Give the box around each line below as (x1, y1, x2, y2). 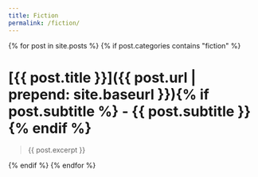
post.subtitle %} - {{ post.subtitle (8, 102, 235, 120)
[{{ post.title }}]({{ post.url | (8, 68, 197, 87)
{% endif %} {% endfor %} (8, 160, 96, 171)
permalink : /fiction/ (8, 19, 80, 27)
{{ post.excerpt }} (27, 145, 86, 155)
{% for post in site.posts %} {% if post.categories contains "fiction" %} (8, 40, 241, 50)
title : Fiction (8, 11, 59, 20)
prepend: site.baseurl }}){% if (8, 85, 209, 103)
